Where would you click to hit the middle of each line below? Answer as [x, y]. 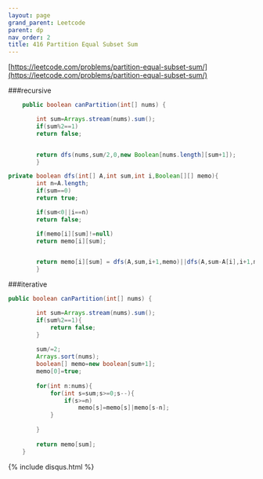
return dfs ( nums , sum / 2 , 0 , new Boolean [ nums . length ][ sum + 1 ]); [136, 155]
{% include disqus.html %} [51, 466]
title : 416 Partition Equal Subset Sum [73, 45]
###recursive [30, 90]
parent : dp [26, 30]
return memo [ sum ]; [66, 444]
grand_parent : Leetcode [47, 23]
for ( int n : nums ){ [64, 386]
